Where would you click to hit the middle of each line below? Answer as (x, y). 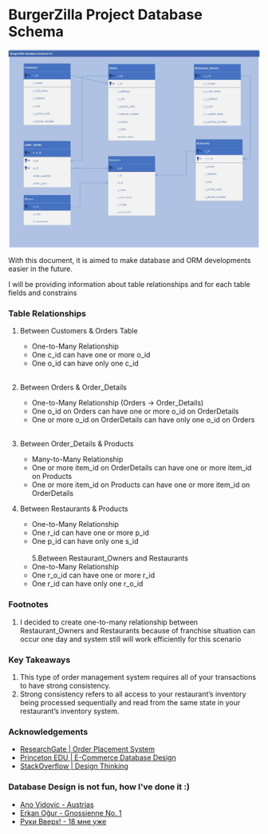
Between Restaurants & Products (74, 509)
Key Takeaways (39, 660)
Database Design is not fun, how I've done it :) (99, 787)
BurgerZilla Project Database (106, 15)
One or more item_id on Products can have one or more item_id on (141, 485)
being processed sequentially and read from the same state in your (130, 703)
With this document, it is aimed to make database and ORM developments (130, 261)
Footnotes (29, 605)
